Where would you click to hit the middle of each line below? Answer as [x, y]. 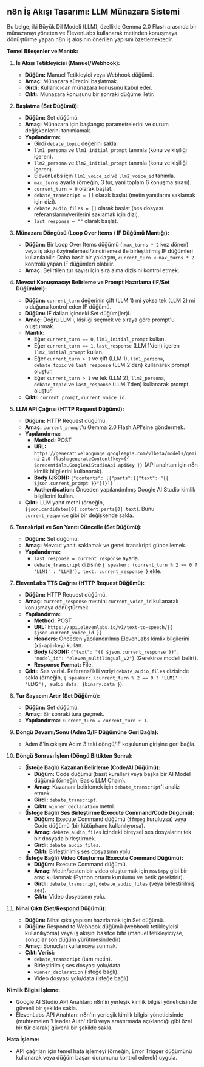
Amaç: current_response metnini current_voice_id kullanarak [102, 601]
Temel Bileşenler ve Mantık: [42, 51]
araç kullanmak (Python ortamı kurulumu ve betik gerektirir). [109, 877]
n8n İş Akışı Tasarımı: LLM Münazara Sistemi [93, 12]
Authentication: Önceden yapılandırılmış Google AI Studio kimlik [115, 489]
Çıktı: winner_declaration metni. [74, 806]
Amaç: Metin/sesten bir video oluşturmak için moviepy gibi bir [110, 871]
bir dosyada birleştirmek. [65, 838]
